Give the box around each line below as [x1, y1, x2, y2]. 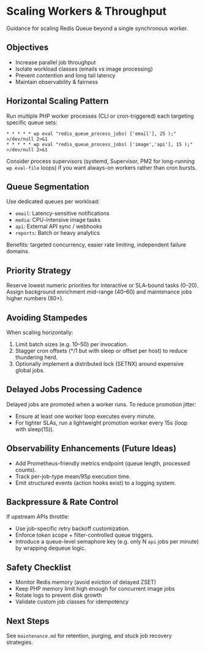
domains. [6, 248, 30, 255]
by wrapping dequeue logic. [15, 544, 86, 552]
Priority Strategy [6, 265, 72, 276]
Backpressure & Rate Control [6, 497, 119, 507]
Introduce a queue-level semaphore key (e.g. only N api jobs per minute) [15, 538, 199, 545]
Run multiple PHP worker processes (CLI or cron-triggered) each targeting [6, 112, 194, 119]
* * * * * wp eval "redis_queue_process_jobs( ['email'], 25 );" [6, 131, 176, 137]
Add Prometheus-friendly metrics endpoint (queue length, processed [15, 460, 190, 467]
